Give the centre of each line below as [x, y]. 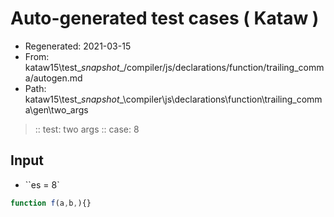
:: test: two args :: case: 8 [87, 129]
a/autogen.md [53, 78]
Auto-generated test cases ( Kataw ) [165, 18]
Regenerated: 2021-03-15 [78, 46]
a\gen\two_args [56, 109]
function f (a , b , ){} [51, 203]
